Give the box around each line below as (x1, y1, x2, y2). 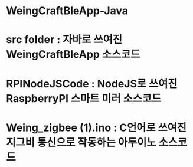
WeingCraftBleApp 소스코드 (6, 48, 140, 61)
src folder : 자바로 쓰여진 (6, 33, 123, 47)
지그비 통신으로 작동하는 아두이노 (6, 136, 156, 149)
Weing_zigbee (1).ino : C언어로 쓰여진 (6, 121, 187, 134)
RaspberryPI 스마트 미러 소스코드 (6, 91, 162, 105)
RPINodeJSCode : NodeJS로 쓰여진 (6, 77, 178, 90)
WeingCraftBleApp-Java (6, 4, 129, 18)
